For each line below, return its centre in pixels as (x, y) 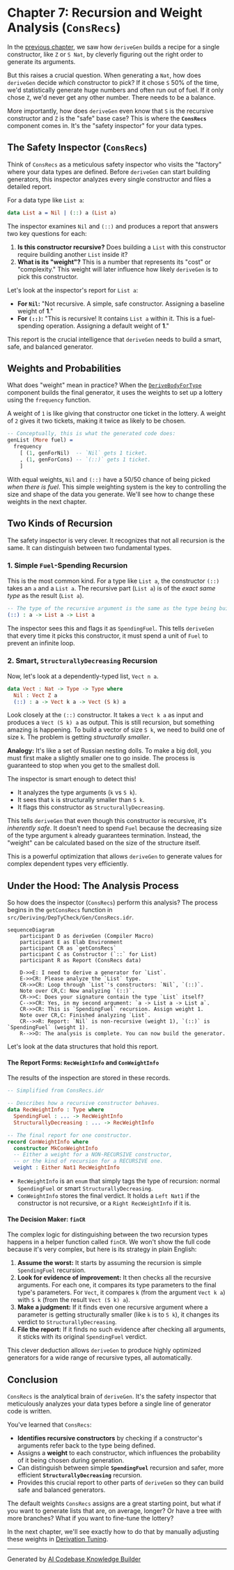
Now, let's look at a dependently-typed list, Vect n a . (83, 676)
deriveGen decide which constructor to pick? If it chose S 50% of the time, (113, 82)
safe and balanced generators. (61, 1490)
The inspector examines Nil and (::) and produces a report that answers (113, 226)
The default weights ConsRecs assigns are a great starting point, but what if (114, 1504)
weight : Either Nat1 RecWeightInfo (67, 1168)
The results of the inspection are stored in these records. (89, 1078)
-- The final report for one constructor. (70, 1135)
